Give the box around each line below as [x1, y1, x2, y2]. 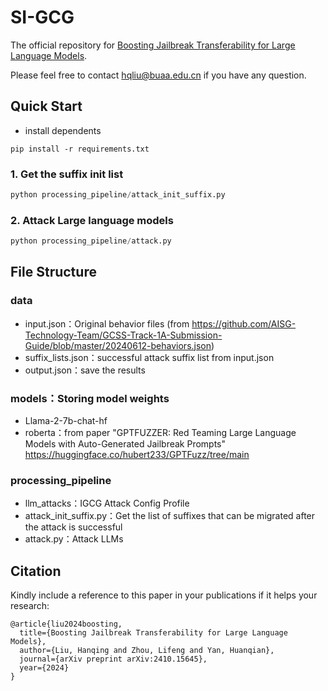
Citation [10, 562, 62, 580]
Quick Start [10, 98, 83, 115]
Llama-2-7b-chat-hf [24, 415, 108, 427]
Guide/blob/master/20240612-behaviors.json [24, 339, 212, 351]
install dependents [24, 124, 102, 136]
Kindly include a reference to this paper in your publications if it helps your [10, 589, 318, 601]
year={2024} [19, 663, 70, 673]
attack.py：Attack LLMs [24, 533, 124, 545]
